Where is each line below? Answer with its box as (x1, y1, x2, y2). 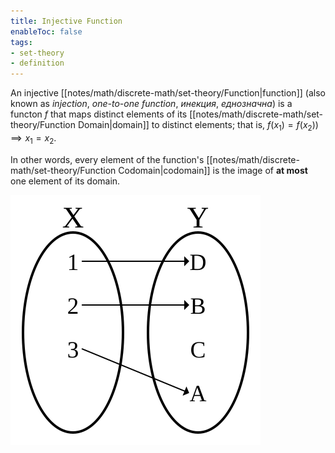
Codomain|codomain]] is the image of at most (118, 164, 308, 176)
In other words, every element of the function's (10, 153, 205, 165)
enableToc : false (10, 26, 83, 37)
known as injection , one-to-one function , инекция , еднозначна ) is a (10, 98, 293, 110)
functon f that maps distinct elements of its (10, 108, 188, 120)
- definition (10, 58, 65, 69)
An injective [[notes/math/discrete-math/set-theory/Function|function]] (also (10, 87, 326, 99)
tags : (10, 37, 33, 47)
